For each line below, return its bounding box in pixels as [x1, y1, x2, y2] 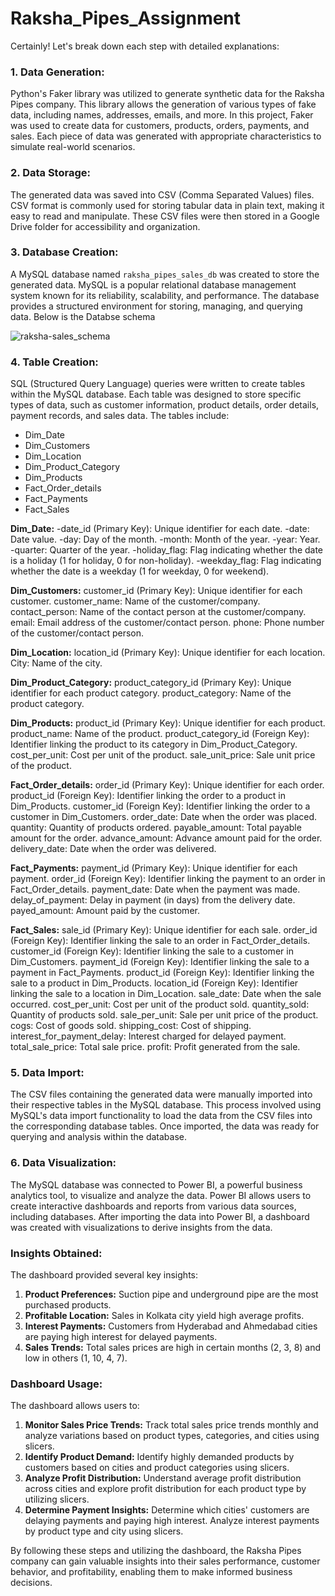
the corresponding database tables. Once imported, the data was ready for [10, 1120, 320, 1132]
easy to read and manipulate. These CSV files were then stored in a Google [10, 210, 320, 222]
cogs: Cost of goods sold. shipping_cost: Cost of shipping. [10, 1020, 252, 1032]
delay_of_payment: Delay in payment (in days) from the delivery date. [10, 894, 296, 906]
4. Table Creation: [10, 355, 99, 369]
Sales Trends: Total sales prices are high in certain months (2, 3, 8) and [24, 1342, 322, 1354]
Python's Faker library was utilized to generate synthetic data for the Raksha [10, 88, 325, 100]
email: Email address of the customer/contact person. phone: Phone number [10, 617, 325, 629]
